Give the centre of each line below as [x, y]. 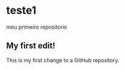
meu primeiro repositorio [37, 27]
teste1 [22, 10]
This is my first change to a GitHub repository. [63, 60]
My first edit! [31, 46]
